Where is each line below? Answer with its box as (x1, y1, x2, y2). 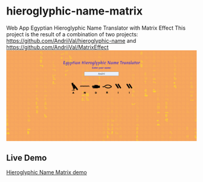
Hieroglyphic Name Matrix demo (6, 169, 88, 176)
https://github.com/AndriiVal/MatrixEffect (6, 44, 109, 51)
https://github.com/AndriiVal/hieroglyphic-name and (6, 37, 137, 44)
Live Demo (6, 153, 47, 163)
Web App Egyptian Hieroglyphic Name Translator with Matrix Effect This (6, 24, 186, 31)
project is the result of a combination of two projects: (6, 30, 138, 37)
